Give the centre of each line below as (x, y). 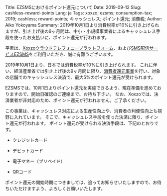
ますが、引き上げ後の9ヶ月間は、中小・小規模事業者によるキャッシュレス (81, 31)
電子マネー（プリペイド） (39, 161)
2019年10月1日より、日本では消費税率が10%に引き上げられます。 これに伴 (81, 65)
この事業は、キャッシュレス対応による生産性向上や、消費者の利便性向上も (82, 111)
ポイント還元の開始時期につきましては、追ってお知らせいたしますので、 (79, 182)
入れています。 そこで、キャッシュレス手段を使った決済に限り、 (80, 117)
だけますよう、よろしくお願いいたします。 (62, 189)
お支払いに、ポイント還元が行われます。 (68, 37)
